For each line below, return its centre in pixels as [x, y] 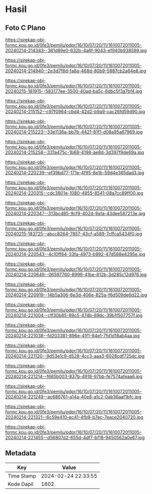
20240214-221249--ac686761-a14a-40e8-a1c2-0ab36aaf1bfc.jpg [73, 397]
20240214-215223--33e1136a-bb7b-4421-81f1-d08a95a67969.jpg [74, 132]
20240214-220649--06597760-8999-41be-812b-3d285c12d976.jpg [76, 275]
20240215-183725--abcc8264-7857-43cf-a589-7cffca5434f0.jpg [74, 234]
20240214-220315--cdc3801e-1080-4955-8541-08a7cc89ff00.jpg [74, 193]
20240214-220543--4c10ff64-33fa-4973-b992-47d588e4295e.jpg [75, 254]
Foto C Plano [25, 28]
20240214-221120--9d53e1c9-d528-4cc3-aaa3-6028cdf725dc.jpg [75, 356]
